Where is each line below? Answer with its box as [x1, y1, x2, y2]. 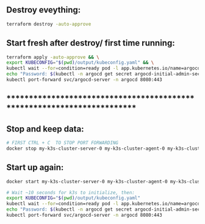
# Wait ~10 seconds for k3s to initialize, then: [6, 189, 135, 195]
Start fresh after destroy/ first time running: [6, 38, 175, 48]
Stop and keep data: [6, 124, 84, 134]
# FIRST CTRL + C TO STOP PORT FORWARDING [6, 140, 119, 146]
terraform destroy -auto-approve [6, 21, 92, 27]
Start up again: [6, 163, 64, 173]
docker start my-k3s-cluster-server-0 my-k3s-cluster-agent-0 [6, 178, 168, 184]
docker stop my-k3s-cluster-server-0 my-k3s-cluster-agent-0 [6, 145, 165, 152]
